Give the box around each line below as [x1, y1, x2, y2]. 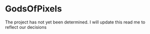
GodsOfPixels [5, 3, 62, 14]
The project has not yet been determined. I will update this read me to [5, 19, 146, 25]
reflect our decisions [5, 24, 47, 30]
